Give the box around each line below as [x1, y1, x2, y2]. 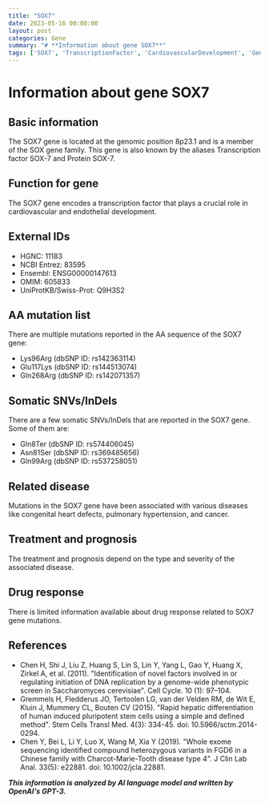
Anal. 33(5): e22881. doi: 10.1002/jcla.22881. [19, 762, 167, 772]
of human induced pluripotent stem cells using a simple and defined [19, 711, 244, 721]
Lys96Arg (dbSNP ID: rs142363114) [19, 354, 136, 363]
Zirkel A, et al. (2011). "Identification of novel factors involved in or [19, 669, 238, 678]
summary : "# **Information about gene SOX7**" [8, 42, 167, 50]
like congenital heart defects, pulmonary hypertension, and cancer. [8, 510, 230, 519]
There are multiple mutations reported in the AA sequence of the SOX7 [8, 329, 242, 339]
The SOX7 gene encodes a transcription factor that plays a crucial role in [8, 198, 248, 208]
